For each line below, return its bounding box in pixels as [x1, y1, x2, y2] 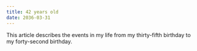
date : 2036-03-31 [6, 15, 51, 21]
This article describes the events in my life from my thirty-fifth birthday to [6, 31, 191, 38]
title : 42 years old [6, 8, 59, 15]
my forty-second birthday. [6, 38, 72, 45]
